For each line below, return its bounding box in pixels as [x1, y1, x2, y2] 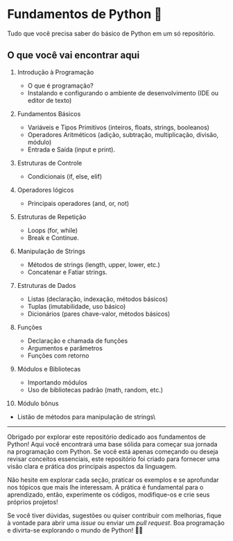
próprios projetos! [7, 497, 58, 506]
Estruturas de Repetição [17, 212, 87, 221]
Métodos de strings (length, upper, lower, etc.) [27, 260, 161, 268]
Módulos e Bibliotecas [17, 364, 81, 373]
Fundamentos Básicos [17, 109, 81, 118]
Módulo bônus [17, 399, 59, 407]
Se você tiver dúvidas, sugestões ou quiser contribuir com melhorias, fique [7, 511, 222, 519]
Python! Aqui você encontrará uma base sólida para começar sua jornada [7, 439, 218, 448]
